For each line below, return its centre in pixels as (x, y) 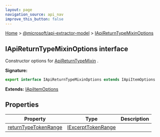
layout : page (19, 10)
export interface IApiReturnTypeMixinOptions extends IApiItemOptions (80, 80)
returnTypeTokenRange (35, 127)
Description (135, 119)
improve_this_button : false (34, 19)
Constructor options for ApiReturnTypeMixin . (52, 61)
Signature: (16, 71)
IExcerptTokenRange (91, 127)
